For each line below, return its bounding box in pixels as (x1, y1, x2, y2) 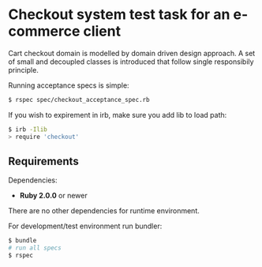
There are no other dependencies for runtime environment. (8, 206, 200, 216)
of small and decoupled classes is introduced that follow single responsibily (8, 57, 254, 66)
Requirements (8, 154, 79, 167)
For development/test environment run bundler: (8, 221, 163, 231)
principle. (8, 65, 39, 74)
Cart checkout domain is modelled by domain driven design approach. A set (8, 48, 256, 58)
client (82, 22, 121, 40)
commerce (8, 22, 80, 40)
